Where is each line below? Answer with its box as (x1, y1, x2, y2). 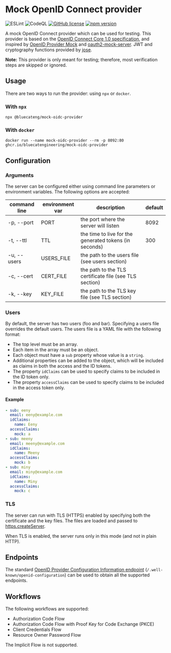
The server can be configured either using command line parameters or (5, 183, 156, 189)
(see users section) (80, 258, 127, 265)
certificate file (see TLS (80, 273, 136, 280)
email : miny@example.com (10, 469, 63, 474)
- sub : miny (5, 465, 31, 470)
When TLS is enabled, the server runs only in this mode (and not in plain (5, 533, 157, 539)
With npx (5, 103, 27, 110)
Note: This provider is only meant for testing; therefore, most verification (5, 56, 158, 62)
